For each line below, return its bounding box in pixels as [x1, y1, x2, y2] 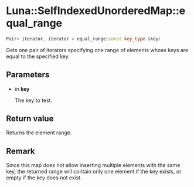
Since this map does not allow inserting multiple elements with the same [6, 162, 181, 169]
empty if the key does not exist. [6, 174, 82, 181]
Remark [6, 146, 35, 156]
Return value [6, 114, 54, 124]
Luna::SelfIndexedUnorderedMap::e [6, 4, 186, 18]
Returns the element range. [6, 129, 72, 136]
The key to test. [14, 97, 53, 104]
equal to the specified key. [6, 53, 70, 60]
